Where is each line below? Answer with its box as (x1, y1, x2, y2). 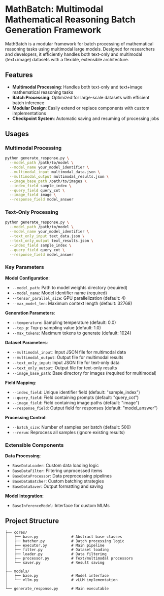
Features (5, 71, 33, 79)
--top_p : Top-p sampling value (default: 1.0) (12, 324, 101, 330)
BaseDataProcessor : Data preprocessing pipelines (12, 473, 112, 479)
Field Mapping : (5, 379, 36, 386)
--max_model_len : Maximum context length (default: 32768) (12, 300, 132, 306)
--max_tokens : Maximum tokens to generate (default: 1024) (12, 330, 131, 336)
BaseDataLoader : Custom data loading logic (12, 463, 99, 469)
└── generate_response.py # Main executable (5, 586, 109, 591)
